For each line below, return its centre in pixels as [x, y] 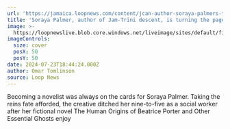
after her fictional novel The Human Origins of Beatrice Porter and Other [108, 111]
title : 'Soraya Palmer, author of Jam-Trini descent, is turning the [108, 20]
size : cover [30, 45]
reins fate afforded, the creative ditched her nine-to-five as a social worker [112, 104]
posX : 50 [26, 52]
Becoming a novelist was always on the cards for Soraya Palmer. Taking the [114, 97]
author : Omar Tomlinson [41, 71]
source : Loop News [33, 77]
